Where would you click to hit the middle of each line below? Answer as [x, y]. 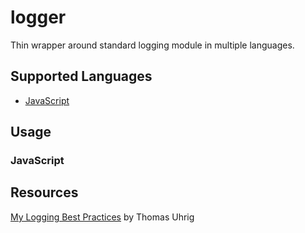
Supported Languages [81, 76]
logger [38, 17]
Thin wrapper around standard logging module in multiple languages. [152, 45]
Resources [44, 192]
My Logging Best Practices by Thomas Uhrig [102, 217]
